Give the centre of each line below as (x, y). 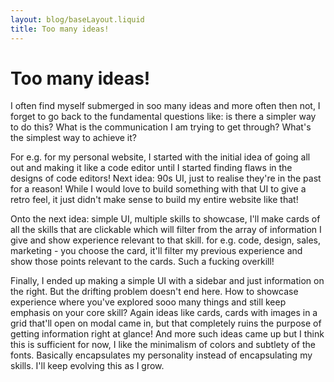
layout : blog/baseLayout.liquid (77, 19)
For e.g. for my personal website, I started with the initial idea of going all (160, 157)
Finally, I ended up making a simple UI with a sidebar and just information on (167, 281)
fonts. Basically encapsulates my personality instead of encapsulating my (161, 355)
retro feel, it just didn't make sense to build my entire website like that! (154, 200)
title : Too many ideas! (60, 29)
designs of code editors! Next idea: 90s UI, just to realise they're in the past (166, 178)
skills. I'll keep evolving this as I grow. (87, 366)
